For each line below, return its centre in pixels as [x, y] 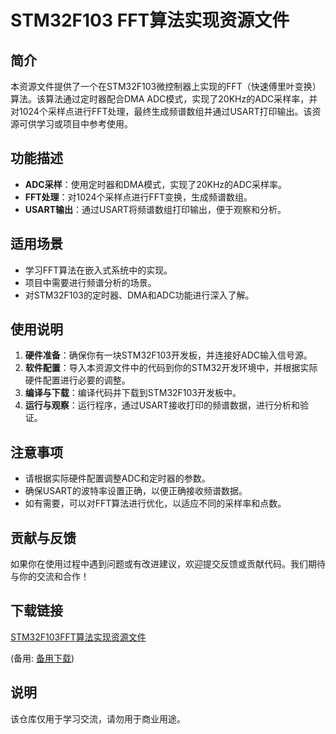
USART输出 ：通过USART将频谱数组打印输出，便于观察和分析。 [155, 209]
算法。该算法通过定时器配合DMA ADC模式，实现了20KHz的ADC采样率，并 [164, 99]
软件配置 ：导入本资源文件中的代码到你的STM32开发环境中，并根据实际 [171, 368]
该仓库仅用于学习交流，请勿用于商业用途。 [98, 718]
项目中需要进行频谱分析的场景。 [90, 282]
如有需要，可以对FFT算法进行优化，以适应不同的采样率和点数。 [155, 503]
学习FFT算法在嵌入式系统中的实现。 [98, 270]
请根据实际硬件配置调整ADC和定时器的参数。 [117, 478]
